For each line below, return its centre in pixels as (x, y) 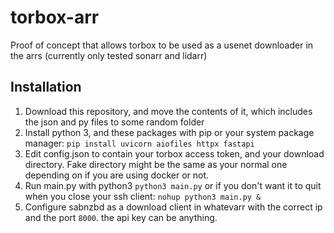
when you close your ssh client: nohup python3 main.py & (143, 196)
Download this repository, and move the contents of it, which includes (168, 111)
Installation (46, 87)
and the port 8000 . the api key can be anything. (121, 217)
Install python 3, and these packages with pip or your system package (169, 132)
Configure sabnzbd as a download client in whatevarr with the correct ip (173, 207)
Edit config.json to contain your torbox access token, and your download (174, 153)
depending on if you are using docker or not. (117, 175)
